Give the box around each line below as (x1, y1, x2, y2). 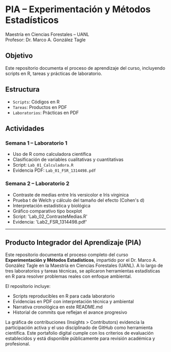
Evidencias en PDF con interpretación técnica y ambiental (12, 299, 134, 305)
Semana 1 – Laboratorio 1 (5, 139, 68, 146)
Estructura (5, 85, 40, 94)
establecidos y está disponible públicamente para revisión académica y (5, 335, 155, 342)
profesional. (5, 341, 31, 347)
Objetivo (5, 51, 33, 60)
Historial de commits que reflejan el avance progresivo (12, 309, 127, 315)
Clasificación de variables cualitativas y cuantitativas (12, 156, 124, 163)
